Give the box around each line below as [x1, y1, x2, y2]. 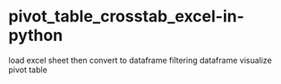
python [8, 25, 64, 46]
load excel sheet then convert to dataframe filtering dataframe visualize [8, 55, 272, 65]
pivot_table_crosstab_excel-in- [8, 6, 245, 27]
